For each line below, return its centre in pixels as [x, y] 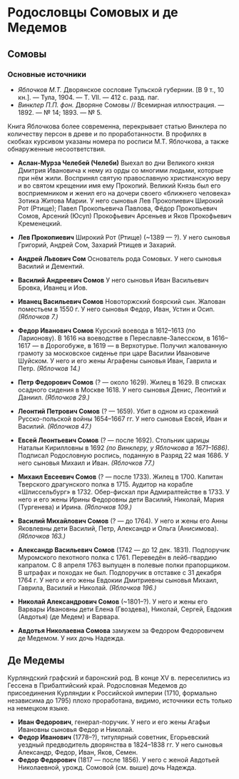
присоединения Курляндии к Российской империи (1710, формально [112, 693]
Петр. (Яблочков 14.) [49, 368]
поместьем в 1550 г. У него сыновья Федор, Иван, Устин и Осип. [116, 309]
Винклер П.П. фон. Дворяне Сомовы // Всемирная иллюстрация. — [121, 105]
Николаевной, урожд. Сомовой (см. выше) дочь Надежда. [107, 767]
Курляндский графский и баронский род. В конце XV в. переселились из [119, 678]
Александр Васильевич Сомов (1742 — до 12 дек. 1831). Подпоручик [124, 549]
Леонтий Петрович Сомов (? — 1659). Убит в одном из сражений [118, 411]
